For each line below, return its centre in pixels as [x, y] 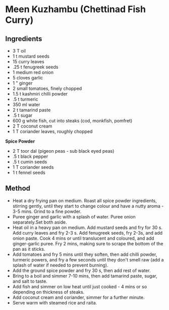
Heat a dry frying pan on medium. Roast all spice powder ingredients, [85, 200]
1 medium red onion [33, 72]
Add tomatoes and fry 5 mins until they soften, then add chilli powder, [85, 254]
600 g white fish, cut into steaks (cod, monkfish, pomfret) [72, 121]
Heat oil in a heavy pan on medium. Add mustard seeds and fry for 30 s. [88, 227]
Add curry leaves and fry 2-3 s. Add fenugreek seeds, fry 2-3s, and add [88, 233]
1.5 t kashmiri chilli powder [40, 94]
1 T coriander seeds [33, 167]
